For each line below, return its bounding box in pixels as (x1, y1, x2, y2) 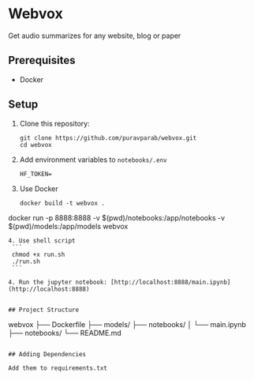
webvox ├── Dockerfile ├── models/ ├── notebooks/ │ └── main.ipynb (8, 319, 247, 329)
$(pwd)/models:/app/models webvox (8, 221, 129, 231)
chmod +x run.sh (11, 250, 65, 258)
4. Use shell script (8, 236, 77, 245)
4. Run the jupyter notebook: (8, 278, 108, 286)
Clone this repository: (19, 119, 90, 128)
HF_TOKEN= (19, 170, 53, 178)
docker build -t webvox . (19, 199, 105, 207)
